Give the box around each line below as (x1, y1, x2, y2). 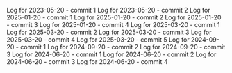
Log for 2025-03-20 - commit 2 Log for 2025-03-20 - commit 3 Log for (6, 28, 212, 36)
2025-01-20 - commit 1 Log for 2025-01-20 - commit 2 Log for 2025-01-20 (6, 13, 222, 22)
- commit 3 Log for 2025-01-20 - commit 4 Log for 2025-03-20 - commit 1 (6, 21, 220, 29)
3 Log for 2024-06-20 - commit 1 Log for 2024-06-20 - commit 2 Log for (6, 50, 217, 58)
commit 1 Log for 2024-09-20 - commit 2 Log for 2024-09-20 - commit (19, 43, 226, 51)
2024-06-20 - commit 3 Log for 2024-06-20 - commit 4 (6, 58, 168, 65)
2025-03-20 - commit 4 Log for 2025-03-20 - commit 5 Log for (6, 35, 190, 44)
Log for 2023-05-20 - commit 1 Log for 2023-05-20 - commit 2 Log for (6, 6, 211, 14)
